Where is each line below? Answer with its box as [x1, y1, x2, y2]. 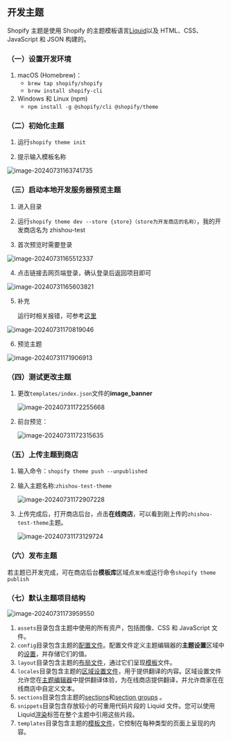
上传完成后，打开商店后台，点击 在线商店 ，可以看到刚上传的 [17, 510, 188, 518]
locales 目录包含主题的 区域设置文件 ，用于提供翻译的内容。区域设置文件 [17, 666, 222, 675]
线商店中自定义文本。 [17, 684, 78, 692]
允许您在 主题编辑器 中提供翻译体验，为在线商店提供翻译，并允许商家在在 [17, 675, 224, 684]
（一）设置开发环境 [7, 54, 71, 64]
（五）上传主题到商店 [7, 449, 78, 459]
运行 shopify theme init [17, 138, 86, 146]
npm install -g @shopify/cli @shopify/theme [27, 103, 159, 111]
